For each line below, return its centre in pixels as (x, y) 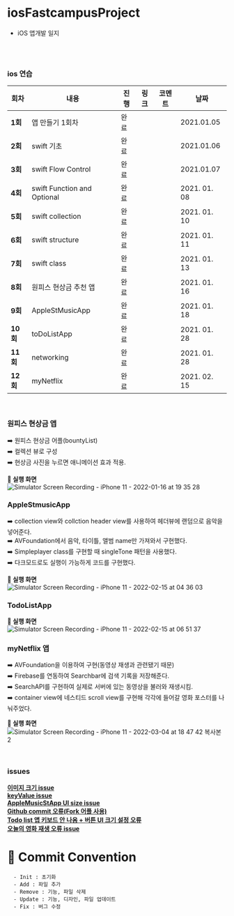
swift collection (56, 216)
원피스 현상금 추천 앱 (63, 287)
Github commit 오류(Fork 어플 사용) (57, 811)
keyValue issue (30, 795)
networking (50, 358)
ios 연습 (20, 73)
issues (18, 772)
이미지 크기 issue (31, 787)
